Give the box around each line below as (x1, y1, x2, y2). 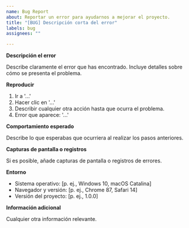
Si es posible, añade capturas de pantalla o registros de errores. (6, 157, 162, 164)
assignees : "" (6, 31, 41, 37)
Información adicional (6, 204, 61, 211)
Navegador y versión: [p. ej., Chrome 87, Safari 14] (14, 187, 138, 194)
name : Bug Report (6, 8, 49, 15)
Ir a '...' (14, 93, 31, 100)
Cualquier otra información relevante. (6, 216, 97, 223)
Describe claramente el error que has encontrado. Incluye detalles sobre (6, 63, 183, 71)
